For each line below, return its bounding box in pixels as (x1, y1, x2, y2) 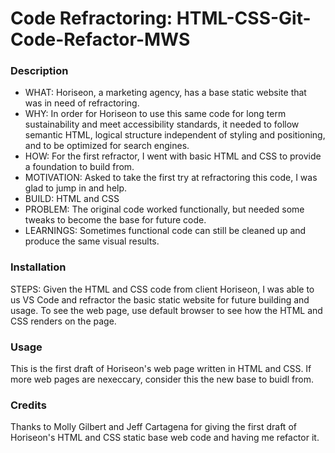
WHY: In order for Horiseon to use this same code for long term (24, 108, 287, 120)
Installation (10, 260, 67, 274)
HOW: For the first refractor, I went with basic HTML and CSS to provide (24, 150, 322, 162)
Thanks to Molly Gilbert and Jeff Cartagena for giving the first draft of (10, 421, 297, 433)
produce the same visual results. (24, 235, 160, 247)
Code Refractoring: (10, 7, 173, 30)
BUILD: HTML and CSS (24, 193, 120, 205)
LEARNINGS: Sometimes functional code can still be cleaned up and (24, 225, 307, 237)
